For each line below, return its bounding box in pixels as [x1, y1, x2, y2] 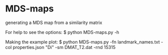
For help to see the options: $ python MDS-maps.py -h [5, 29, 119, 35]
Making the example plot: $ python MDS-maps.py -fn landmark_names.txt [5, 38, 160, 45]
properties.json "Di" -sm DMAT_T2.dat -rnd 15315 [12, 44, 116, 50]
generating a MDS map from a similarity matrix [5, 19, 103, 25]
